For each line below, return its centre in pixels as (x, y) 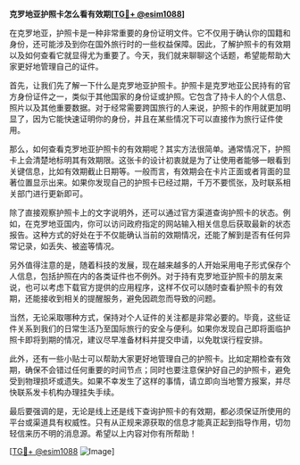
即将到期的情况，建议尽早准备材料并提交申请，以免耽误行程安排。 (146, 340)
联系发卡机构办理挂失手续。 (67, 392)
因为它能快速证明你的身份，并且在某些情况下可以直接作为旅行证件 (154, 119)
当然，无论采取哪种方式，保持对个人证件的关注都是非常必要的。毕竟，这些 (146, 317)
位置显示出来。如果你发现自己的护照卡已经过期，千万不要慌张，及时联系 (150, 183)
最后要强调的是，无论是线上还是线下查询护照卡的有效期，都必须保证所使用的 (150, 411)
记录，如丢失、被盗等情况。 (67, 246)
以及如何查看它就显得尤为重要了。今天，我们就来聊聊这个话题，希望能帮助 (146, 55)
